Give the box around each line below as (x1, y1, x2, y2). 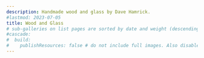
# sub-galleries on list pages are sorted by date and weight (6, 25, 167, 32)
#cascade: (6, 31, 32, 37)
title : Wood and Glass (6, 20, 64, 26)
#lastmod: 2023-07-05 (6, 14, 61, 21)
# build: (6, 37, 32, 43)
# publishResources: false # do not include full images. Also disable (6, 43, 200, 49)
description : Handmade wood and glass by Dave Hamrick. (6, 8, 151, 15)
